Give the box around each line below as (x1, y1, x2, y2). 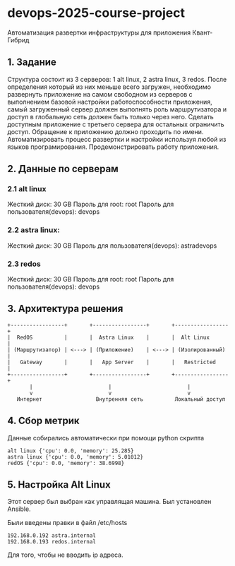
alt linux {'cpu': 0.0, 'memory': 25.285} (7, 447, 134, 454)
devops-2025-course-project (7, 5, 186, 21)
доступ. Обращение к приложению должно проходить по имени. (7, 127, 204, 136)
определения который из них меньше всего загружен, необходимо (7, 83, 212, 91)
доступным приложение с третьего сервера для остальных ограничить (7, 120, 224, 128)
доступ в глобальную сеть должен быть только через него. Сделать (7, 112, 214, 121)
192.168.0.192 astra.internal (7, 532, 97, 539)
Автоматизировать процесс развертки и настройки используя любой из (7, 135, 227, 143)
